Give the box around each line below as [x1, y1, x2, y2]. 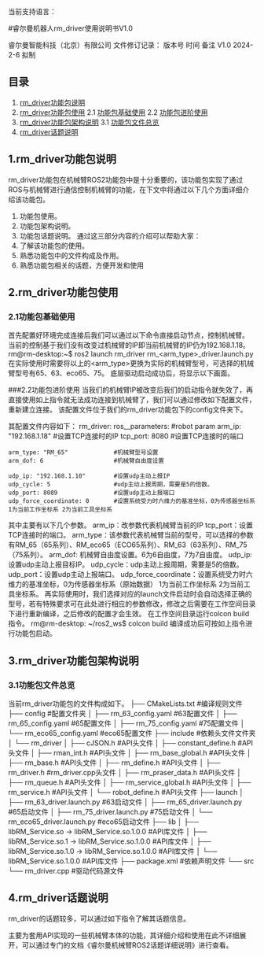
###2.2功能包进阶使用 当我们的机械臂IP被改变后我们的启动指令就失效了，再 [8, 385, 254, 395]
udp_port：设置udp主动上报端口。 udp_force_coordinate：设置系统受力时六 [8, 570, 253, 579]
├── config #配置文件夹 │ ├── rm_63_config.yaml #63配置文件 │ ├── [8, 709, 237, 718]
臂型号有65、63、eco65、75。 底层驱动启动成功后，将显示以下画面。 [8, 368, 234, 378]
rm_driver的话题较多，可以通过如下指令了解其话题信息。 [8, 914, 191, 923]
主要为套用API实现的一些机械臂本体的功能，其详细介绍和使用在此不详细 [8, 930, 240, 940]
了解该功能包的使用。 [19, 241, 89, 250]
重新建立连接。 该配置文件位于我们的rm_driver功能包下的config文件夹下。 [8, 405, 247, 415]
